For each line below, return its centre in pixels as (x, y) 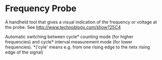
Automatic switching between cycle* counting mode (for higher (69, 37)
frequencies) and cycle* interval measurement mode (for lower (69, 41)
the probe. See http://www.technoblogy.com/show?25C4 (63, 27)
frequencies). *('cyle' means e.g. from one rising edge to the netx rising (78, 47)
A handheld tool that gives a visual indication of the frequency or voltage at (81, 22)
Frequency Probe (41, 9)
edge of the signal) (24, 52)
